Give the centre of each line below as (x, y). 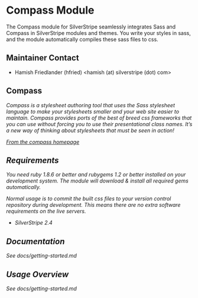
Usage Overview (38, 274)
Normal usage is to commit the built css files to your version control (89, 198)
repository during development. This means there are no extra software (93, 205)
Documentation (35, 241)
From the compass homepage (43, 142)
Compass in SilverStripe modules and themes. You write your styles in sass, (98, 33)
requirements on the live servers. (46, 212)
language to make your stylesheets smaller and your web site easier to (92, 111)
